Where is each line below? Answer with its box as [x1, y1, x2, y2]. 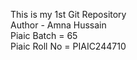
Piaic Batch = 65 [10, 30, 78, 41]
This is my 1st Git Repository [10, 9, 127, 20]
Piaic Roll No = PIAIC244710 [10, 40, 127, 52]
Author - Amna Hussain [10, 19, 107, 31]
